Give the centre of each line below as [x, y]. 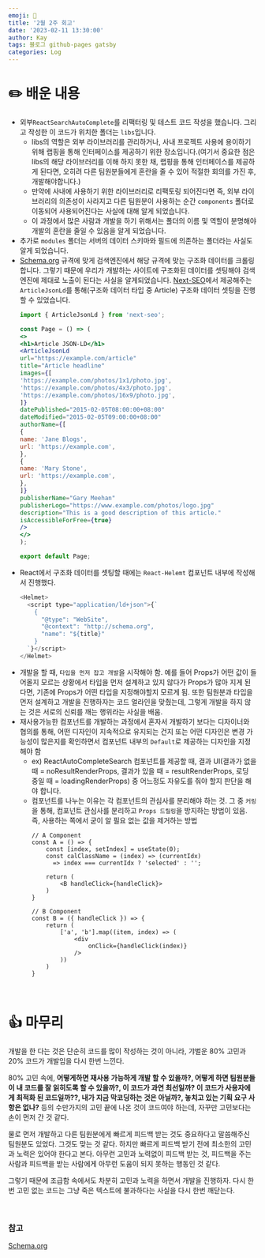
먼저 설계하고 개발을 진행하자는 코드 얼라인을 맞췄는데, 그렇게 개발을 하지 [131, 702]
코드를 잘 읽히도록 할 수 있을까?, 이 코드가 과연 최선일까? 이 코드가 [124, 1087]
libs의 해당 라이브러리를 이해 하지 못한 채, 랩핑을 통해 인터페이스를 [132, 161]
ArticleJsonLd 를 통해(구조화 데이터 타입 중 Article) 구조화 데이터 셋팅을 [130, 290]
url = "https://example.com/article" [78, 359]
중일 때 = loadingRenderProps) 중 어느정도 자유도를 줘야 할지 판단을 [137, 781]
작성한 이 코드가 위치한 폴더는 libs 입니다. [92, 132]
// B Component [56, 911]
